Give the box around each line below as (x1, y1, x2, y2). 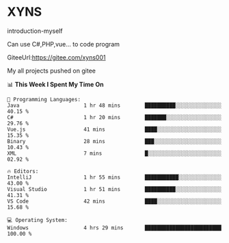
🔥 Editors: (7, 168, 39, 175)
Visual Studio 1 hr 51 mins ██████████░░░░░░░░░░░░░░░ (7, 186, 222, 192)
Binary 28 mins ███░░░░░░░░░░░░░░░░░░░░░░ (7, 138, 222, 144)
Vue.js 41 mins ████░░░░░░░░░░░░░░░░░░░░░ (7, 126, 222, 133)
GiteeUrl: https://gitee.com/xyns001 (7, 53, 106, 62)
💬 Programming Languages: (7, 96, 81, 103)
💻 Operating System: (7, 216, 68, 223)
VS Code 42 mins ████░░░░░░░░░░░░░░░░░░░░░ (7, 198, 222, 205)
